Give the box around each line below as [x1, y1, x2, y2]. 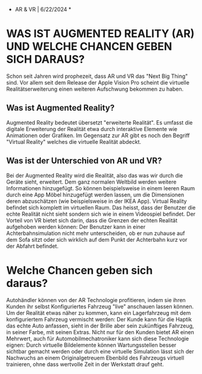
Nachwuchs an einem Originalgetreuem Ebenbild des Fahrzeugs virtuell [6, 354, 185, 361]
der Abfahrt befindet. [6, 242, 59, 250]
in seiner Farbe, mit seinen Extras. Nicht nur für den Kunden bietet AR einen [6, 328, 194, 335]
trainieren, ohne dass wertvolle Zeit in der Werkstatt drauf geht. [6, 360, 164, 368]
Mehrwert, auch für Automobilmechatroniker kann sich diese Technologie [6, 335, 189, 342]
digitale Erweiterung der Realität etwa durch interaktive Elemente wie [6, 125, 178, 132]
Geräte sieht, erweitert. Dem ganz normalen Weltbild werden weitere [6, 178, 177, 185]
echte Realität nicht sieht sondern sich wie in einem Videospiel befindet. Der [6, 210, 196, 218]
